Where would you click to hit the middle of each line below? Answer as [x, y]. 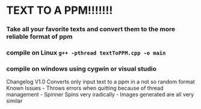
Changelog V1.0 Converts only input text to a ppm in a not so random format [101, 82]
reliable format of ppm [39, 37]
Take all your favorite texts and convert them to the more [91, 29]
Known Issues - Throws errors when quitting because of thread [85, 88]
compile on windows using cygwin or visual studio [81, 68]
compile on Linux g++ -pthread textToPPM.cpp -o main [86, 53]
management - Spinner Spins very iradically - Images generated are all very [100, 95]
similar [14, 101]
